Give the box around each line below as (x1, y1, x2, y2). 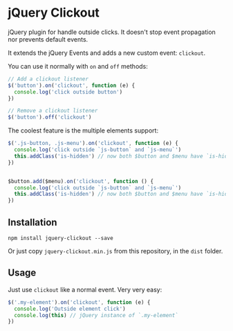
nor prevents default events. (8, 35, 88, 43)
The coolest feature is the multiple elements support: (8, 126, 158, 135)
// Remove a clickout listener (8, 108, 98, 114)
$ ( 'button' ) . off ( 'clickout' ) (8, 114, 92, 121)
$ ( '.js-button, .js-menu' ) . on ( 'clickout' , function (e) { (8, 140, 178, 147)
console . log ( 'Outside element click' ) (14, 305, 127, 312)
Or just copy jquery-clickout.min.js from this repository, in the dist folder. (8, 247, 223, 255)
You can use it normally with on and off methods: (8, 62, 148, 70)
